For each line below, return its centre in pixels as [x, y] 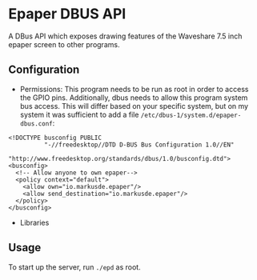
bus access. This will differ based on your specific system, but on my [134, 106]
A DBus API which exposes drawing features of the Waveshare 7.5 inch [125, 36]
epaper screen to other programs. [64, 44]
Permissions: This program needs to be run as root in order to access [134, 89]
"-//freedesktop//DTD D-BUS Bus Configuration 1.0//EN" [139, 145]
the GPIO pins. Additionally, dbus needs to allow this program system [134, 98]
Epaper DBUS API [67, 14]
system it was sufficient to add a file [79, 114]
